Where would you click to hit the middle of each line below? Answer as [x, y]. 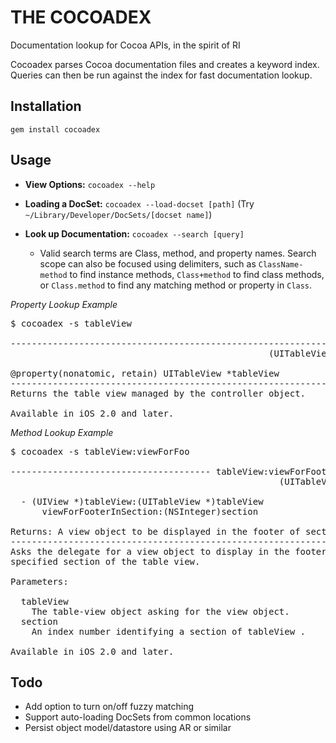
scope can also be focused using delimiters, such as [148, 263]
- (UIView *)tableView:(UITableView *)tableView [142, 501]
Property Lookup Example [64, 304]
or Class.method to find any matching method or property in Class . [176, 285]
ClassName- [281, 264]
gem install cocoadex [55, 129]
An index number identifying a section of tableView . [169, 631]
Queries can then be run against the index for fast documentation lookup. [161, 75]
